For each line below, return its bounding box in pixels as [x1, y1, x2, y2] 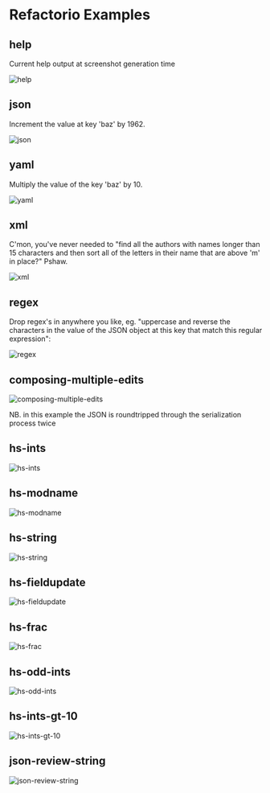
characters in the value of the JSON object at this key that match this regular [9, 326, 263, 335]
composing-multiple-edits [9, 372, 144, 387]
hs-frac [9, 620, 47, 634]
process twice [9, 418, 56, 428]
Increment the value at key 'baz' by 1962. [9, 119, 145, 129]
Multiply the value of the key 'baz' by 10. [9, 179, 143, 189]
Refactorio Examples [9, 6, 151, 24]
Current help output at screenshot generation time [9, 59, 176, 68]
